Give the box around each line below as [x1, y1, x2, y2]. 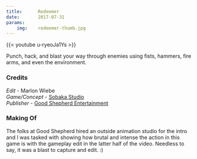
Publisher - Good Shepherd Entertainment [6, 100, 108, 107]
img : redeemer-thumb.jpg [17, 25, 86, 31]
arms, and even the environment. [6, 59, 87, 66]
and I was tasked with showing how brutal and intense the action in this [6, 134, 180, 141]
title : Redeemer [6, 8, 60, 15]
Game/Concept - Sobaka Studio [6, 93, 85, 100]
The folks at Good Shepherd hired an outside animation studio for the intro [6, 127, 188, 134]
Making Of [6, 114, 37, 122]
